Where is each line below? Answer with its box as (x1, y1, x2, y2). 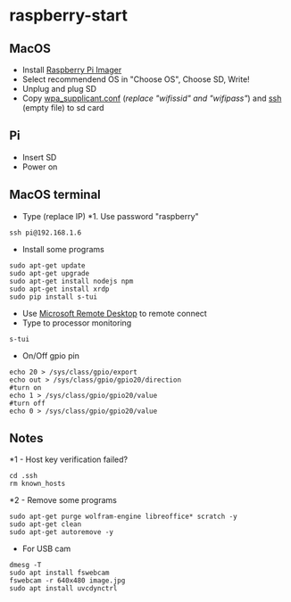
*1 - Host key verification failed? (9, 454, 129, 465)
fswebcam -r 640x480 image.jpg (9, 576, 126, 585)
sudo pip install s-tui (9, 292, 98, 301)
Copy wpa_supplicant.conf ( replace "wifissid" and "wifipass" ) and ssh (21, 93, 282, 103)
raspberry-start (9, 5, 128, 26)
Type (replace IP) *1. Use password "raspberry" (21, 210, 199, 221)
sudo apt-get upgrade (9, 268, 90, 277)
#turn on (9, 383, 42, 392)
